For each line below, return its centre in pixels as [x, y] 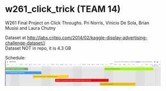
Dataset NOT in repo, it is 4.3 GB [38, 48]
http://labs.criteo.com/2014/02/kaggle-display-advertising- [87, 38]
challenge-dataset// [25, 43]
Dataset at [16, 38]
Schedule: [15, 57]
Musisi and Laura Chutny [30, 28]
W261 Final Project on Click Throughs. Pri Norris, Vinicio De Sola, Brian [77, 23]
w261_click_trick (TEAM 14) [63, 9]
